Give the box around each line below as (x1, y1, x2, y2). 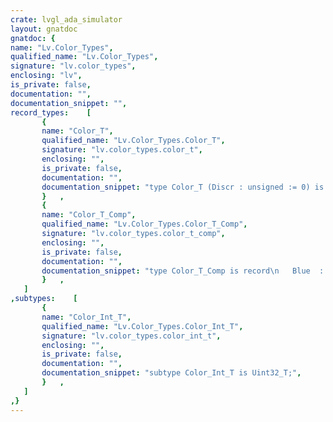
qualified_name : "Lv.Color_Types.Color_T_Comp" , (41, 219, 248, 230)
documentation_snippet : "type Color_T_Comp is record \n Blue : (41, 266, 325, 276)
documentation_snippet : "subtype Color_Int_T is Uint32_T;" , (41, 368, 302, 378)
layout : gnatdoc (10, 24, 78, 34)
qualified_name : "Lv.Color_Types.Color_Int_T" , (41, 321, 244, 331)
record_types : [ (10, 107, 92, 118)
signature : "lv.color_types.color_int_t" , (41, 331, 222, 341)
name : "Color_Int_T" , (41, 312, 132, 322)
